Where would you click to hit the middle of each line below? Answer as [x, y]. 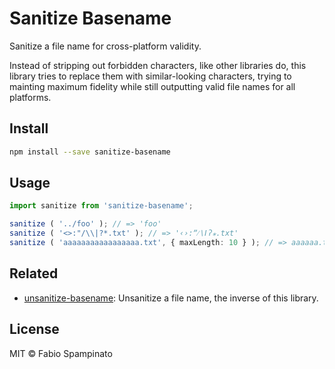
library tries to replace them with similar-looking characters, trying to [150, 76]
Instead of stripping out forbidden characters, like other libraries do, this [158, 65]
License [34, 329]
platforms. [30, 97]
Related [34, 273]
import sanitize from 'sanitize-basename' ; [101, 206]
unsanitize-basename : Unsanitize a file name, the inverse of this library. [171, 298]
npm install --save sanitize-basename [90, 152]
